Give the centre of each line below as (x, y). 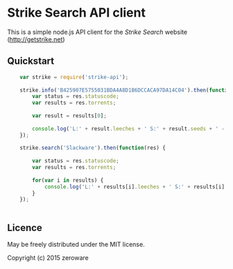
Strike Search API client (76, 13)
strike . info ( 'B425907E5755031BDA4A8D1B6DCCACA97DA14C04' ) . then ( (114, 90)
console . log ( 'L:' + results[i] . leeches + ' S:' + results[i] (135, 186)
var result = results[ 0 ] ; (70, 116)
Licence (25, 228)
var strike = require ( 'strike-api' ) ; (74, 77)
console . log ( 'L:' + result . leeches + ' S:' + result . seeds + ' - (129, 129)
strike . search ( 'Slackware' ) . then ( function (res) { (93, 148)
